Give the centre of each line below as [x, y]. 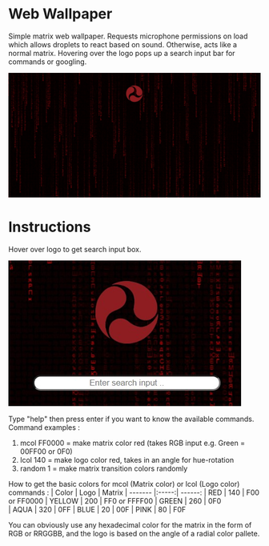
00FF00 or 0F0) [46, 451]
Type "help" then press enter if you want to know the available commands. [131, 419]
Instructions [50, 227]
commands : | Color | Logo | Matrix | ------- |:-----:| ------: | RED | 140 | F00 [134, 492]
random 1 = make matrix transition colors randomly [104, 468]
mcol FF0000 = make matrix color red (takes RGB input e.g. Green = [132, 443]
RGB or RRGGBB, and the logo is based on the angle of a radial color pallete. [134, 533]
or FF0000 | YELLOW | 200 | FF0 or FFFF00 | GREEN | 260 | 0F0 [115, 500]
